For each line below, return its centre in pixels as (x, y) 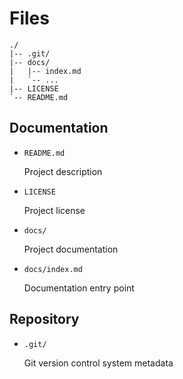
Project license (54, 210)
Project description (63, 171)
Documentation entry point (79, 288)
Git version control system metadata (98, 363)
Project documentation (71, 249)
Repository (44, 319)
